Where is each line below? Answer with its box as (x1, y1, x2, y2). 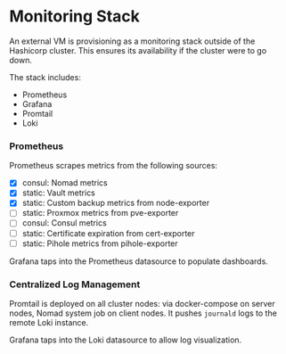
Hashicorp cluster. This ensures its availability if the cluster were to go (9, 45, 267, 55)
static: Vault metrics (21, 187, 96, 198)
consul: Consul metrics (21, 218, 107, 228)
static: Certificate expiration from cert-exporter (21, 227, 195, 238)
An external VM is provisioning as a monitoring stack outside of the (9, 36, 256, 46)
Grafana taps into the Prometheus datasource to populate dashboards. (9, 256, 269, 267)
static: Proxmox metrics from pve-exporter (21, 208, 179, 218)
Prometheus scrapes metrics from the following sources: (9, 161, 218, 171)
